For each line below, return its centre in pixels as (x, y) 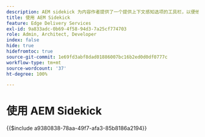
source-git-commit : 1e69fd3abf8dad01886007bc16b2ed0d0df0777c (87, 57)
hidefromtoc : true (30, 52)
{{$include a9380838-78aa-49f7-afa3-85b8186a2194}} (77, 129)
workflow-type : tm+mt (34, 62)
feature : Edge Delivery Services (49, 23)
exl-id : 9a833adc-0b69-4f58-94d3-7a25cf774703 (67, 29)
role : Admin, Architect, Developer (52, 35)
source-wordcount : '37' (37, 68)
